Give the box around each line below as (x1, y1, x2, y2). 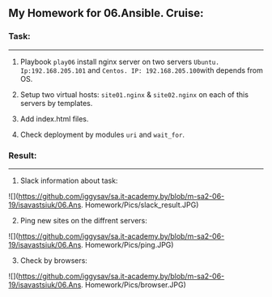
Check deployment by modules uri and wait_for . (19, 129, 185, 139)
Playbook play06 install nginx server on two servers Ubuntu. (19, 57, 220, 66)
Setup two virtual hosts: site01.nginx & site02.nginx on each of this (19, 89, 249, 100)
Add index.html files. (19, 113, 89, 124)
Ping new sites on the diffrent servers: (19, 215, 148, 225)
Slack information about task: (19, 176, 118, 185)
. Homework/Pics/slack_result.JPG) (80, 200, 199, 210)
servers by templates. (19, 98, 93, 108)
